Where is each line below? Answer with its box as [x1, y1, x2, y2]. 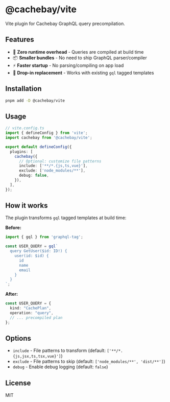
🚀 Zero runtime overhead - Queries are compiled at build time [12, 49, 144, 55]
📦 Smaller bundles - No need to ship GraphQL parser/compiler [12, 55, 147, 61]
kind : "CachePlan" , [10, 305, 52, 311]
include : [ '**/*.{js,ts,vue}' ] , [18, 163, 88, 169]
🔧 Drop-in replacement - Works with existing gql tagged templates [12, 69, 154, 76]
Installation [5, 84, 42, 93]
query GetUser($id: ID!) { [10, 249, 67, 254]
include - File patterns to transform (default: [12, 347, 106, 353]
